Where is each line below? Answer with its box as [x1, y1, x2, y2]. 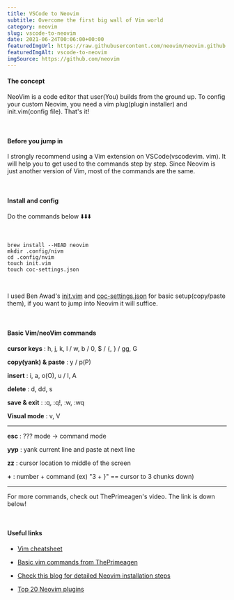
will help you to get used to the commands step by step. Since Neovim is [7, 159, 216, 168]
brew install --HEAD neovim [7, 242, 89, 249]
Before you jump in [7, 136, 63, 145]
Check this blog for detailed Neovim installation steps [17, 571, 171, 580]
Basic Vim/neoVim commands [7, 329, 97, 337]
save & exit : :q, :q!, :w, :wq [7, 398, 85, 406]
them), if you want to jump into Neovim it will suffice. [7, 299, 158, 308]
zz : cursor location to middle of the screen [7, 459, 131, 467]
